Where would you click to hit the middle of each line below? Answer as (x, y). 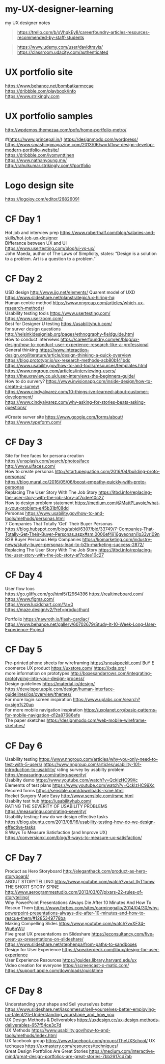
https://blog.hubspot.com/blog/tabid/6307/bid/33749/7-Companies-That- (80, 529)
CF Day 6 (24, 746)
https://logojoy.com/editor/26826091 (42, 199)
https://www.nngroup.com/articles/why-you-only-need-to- (98, 759)
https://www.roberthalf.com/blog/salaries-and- (108, 232)
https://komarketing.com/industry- (117, 539)
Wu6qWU (15, 929)
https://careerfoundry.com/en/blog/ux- (100, 339)
